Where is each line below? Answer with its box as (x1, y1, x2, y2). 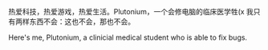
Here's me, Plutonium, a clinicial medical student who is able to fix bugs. (8, 33, 247, 42)
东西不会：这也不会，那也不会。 (29, 17, 135, 26)
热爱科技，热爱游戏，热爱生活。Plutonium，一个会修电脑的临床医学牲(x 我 (8, 7, 254, 16)
